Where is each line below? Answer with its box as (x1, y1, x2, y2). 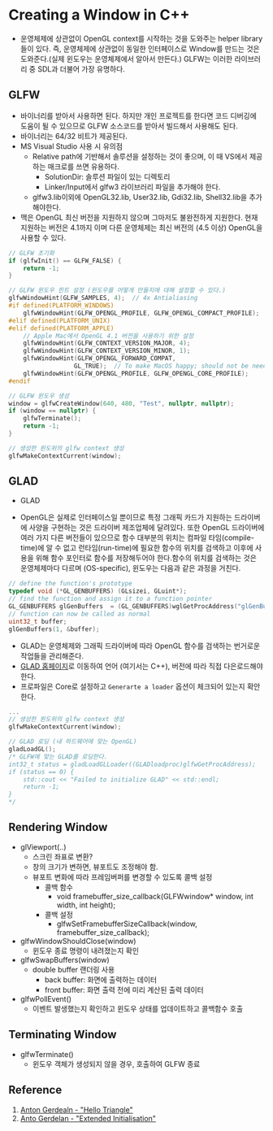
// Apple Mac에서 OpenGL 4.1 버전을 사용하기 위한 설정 (23, 332, 194, 340)
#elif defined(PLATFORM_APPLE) (8, 324, 115, 333)
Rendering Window (8, 820, 108, 834)
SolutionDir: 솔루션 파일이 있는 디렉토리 (44, 172, 171, 181)
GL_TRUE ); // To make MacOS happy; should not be (73, 362, 249, 370)
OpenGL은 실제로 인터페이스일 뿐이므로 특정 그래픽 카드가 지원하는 (19, 512, 233, 522)
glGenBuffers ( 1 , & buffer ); (8, 624, 100, 633)
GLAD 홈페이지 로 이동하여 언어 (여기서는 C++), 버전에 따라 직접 (19, 661, 222, 671)
